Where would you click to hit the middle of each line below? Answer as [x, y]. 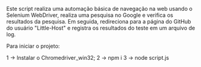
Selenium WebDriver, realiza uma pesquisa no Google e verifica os [90, 15]
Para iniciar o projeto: [33, 46]
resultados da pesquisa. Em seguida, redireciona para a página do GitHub [99, 21]
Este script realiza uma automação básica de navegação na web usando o [100, 9]
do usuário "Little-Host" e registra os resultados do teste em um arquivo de [101, 28]
